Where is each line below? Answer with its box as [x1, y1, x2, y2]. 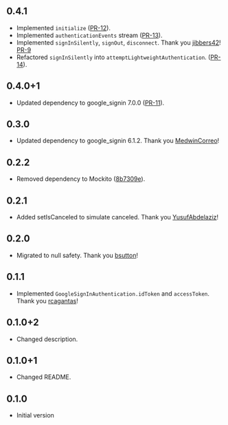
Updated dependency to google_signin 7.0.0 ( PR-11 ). [16, 98, 165, 107]
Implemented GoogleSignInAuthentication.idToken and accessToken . [16, 289, 210, 298]
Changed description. [16, 335, 78, 343]
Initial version [16, 411, 54, 419]
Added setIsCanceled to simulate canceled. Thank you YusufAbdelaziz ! [16, 213, 219, 221]
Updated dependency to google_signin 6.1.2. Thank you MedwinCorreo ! [16, 137, 220, 145]
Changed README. [16, 373, 71, 381]
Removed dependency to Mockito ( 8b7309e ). [16, 175, 146, 183]
